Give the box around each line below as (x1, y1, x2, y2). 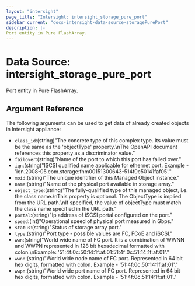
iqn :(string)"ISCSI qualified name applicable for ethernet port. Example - (14, 162, 189, 169)
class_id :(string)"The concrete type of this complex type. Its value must (14, 137, 189, 144)
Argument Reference (6, 104, 84, 114)
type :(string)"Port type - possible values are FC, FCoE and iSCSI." (14, 230, 173, 237)
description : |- (6, 25, 46, 31)
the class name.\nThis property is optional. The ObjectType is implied (14, 193, 182, 200)
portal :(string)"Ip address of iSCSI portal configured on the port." (14, 211, 173, 218)
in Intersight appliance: (6, 125, 61, 132)
